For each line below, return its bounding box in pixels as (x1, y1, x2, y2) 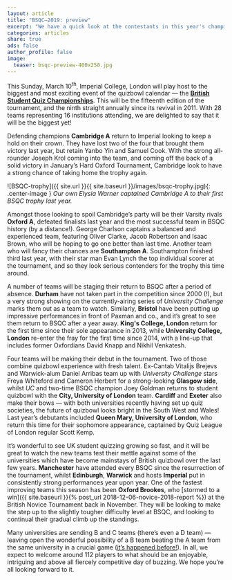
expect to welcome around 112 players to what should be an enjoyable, (7, 551, 209, 559)
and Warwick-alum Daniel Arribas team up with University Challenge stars (7, 370, 218, 378)
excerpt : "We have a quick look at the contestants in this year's (7, 23, 206, 30)
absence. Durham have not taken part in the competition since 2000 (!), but (7, 290, 223, 298)
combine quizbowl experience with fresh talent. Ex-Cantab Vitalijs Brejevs (7, 362, 217, 370)
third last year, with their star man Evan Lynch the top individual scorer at (7, 254, 215, 263)
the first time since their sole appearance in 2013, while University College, (7, 327, 222, 335)
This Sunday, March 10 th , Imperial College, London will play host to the (7, 80, 209, 90)
